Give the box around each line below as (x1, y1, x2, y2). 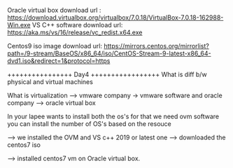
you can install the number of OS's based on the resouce (7, 120, 171, 128)
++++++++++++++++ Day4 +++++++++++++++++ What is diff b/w (7, 70, 208, 78)
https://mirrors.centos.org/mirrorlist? (104, 42, 210, 50)
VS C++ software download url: (31, 21, 123, 29)
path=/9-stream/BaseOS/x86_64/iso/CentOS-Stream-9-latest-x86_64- (7, 49, 211, 57)
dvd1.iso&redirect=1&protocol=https (7, 57, 111, 65)
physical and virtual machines (7, 78, 93, 86)
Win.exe (7, 21, 31, 29)
